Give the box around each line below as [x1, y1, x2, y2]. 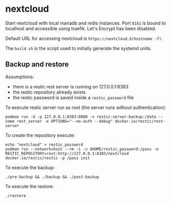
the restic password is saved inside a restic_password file [12, 94, 134, 100]
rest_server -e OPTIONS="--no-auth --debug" [16, 119, 113, 124]
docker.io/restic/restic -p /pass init [5, 155, 90, 161]
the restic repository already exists [12, 89, 86, 95]
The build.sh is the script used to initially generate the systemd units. [5, 45, 152, 51]
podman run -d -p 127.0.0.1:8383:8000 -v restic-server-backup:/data [5, 114, 157, 119]
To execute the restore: [5, 183, 55, 189]
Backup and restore [5, 60, 69, 69]
